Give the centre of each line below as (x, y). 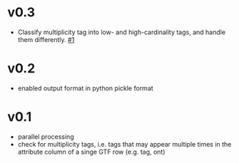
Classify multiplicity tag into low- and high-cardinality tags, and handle (122, 32)
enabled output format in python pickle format (85, 88)
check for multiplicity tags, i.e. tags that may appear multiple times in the (124, 144)
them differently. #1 (46, 39)
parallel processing (46, 137)
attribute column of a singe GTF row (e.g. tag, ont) (91, 152)
